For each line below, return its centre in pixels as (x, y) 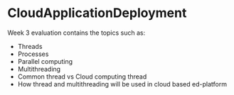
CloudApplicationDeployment (97, 13)
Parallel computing (45, 61)
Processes (33, 54)
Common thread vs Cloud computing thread (82, 77)
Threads (30, 46)
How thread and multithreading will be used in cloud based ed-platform (122, 84)
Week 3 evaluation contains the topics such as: (76, 33)
